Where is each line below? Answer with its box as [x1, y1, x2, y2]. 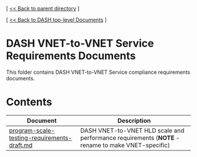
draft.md [9, 141, 33, 149]
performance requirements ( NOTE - [80, 134, 180, 142]
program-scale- [9, 126, 55, 134]
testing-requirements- [9, 134, 72, 142]
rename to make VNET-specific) [80, 141, 170, 149]
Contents [6, 95, 53, 109]
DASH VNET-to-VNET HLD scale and [80, 126, 185, 134]
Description [117, 117, 151, 125]
